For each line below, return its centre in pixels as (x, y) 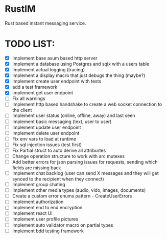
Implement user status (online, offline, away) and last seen (74, 115)
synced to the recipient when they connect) (58, 179)
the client (22, 110)
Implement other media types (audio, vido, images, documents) (79, 190)
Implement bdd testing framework (48, 231)
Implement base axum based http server (55, 58)
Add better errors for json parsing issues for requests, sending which (85, 162)
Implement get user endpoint (43, 93)
